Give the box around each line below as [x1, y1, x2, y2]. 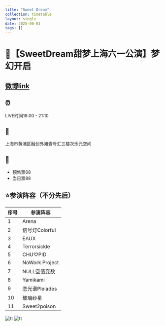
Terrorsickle [22, 243, 50, 250]
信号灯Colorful [22, 226, 56, 233]
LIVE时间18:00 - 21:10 [5, 112, 49, 118]
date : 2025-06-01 [5, 21, 41, 26]
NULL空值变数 [22, 268, 56, 275]
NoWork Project [22, 259, 59, 266]
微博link [5, 82, 30, 90]
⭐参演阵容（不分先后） [5, 191, 75, 200]
